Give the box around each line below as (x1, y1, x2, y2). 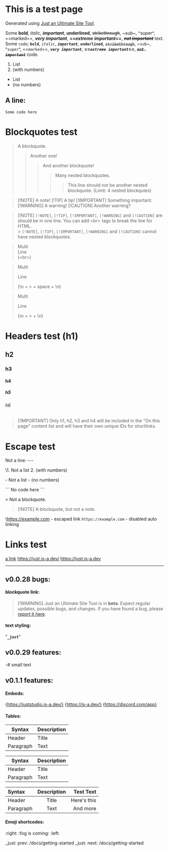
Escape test (5, 441, 56, 452)
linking (5, 521, 19, 528)
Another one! (30, 153, 58, 159)
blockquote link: (5, 589, 40, 595)
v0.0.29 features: (5, 648, 61, 657)
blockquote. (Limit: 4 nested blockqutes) (67, 187, 152, 193)
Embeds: (5, 690, 24, 696)
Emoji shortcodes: (5, 819, 44, 825)
